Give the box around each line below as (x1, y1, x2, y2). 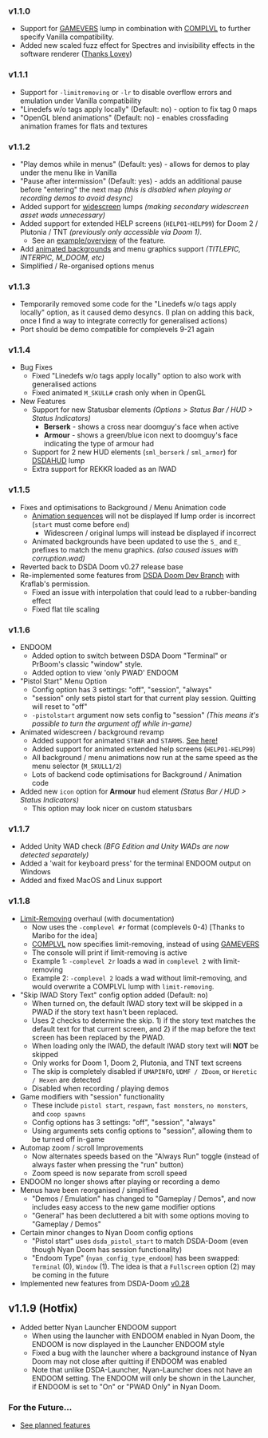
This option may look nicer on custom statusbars (31, 804, 193, 814)
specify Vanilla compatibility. (19, 32, 114, 42)
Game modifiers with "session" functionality (19, 1091, 165, 1101)
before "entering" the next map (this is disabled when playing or (19, 184, 231, 194)
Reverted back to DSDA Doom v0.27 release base (19, 561, 183, 572)
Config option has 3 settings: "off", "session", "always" (31, 685, 213, 695)
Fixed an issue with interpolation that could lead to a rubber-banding (31, 587, 258, 596)
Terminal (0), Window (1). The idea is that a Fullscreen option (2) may (31, 1262, 256, 1271)
